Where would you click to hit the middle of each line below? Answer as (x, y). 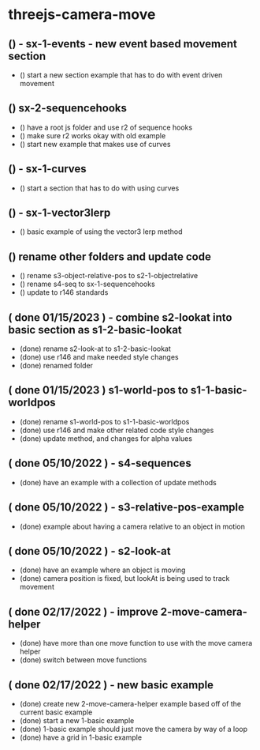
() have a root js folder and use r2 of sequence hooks (106, 127)
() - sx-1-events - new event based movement (123, 44)
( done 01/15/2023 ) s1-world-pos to (98, 390)
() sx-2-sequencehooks (68, 108)
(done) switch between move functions (83, 660)
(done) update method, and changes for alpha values (106, 438)
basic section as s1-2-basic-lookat (95, 330)
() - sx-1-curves (47, 169)
